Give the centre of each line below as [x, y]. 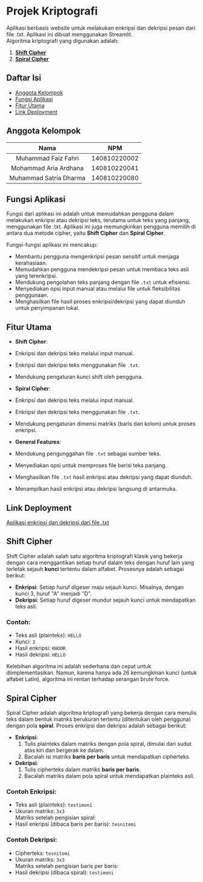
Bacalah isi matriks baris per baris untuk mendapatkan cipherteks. [107, 756]
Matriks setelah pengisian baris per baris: [67, 866]
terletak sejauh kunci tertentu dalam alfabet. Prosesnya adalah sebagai [95, 569]
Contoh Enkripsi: [32, 791]
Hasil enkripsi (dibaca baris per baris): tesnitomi [75, 824]
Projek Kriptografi [52, 11]
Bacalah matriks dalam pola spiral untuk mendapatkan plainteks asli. [109, 775]
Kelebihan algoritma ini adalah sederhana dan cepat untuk [79, 666]
